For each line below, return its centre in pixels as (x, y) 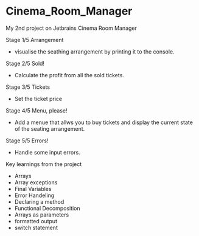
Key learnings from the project (44, 164)
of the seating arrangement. (50, 128)
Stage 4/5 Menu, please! (37, 110)
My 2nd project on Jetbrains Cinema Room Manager (72, 28)
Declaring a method (39, 201)
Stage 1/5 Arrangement (35, 40)
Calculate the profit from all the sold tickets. (69, 75)
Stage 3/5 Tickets (28, 87)
